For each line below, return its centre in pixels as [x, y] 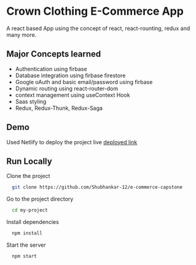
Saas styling [31, 101]
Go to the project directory [40, 199]
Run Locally [29, 161]
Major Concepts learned [54, 54]
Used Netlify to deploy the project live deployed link [72, 142]
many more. [22, 34]
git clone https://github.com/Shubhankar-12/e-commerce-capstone [97, 187]
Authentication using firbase [51, 69]
